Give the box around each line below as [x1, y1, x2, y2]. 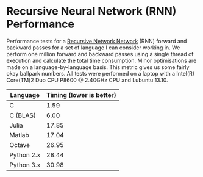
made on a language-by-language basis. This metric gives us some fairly [6, 63, 190, 71]
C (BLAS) [9, 111, 37, 120]
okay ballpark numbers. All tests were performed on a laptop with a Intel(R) [6, 70, 195, 77]
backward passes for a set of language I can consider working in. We [6, 44, 180, 51]
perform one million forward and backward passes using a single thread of [6, 50, 194, 57]
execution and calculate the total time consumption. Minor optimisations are [6, 57, 197, 64]
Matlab [9, 131, 29, 139]
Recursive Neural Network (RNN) [6, 4, 177, 18]
